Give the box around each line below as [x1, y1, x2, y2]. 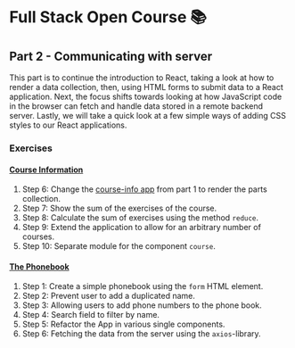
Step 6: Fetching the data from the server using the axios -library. [21, 328, 261, 339]
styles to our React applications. [9, 120, 127, 130]
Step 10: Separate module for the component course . [21, 241, 216, 252]
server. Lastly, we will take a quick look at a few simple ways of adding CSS [9, 111, 287, 120]
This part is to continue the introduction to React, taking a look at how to [9, 72, 275, 83]
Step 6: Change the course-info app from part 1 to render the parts [21, 184, 267, 195]
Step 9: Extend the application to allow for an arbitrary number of [21, 222, 261, 233]
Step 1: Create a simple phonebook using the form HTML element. [21, 281, 264, 292]
